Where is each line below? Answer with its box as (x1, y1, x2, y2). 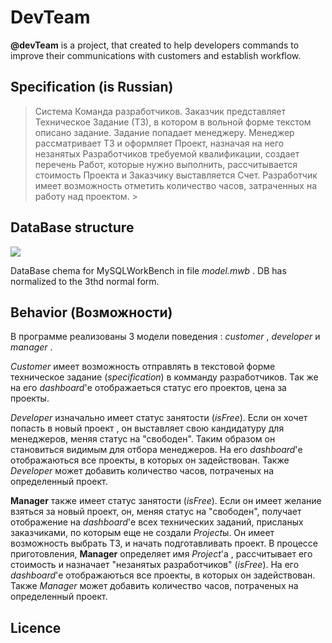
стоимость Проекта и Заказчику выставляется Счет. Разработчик (34, 169, 318, 181)
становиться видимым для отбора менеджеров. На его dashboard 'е (10, 444, 303, 456)
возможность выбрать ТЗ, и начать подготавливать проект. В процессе (10, 537, 318, 550)
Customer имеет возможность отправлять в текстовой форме (10, 361, 276, 373)
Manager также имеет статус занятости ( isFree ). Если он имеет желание (10, 495, 322, 507)
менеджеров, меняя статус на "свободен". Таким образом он (10, 433, 276, 445)
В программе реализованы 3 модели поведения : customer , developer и (10, 331, 321, 343)
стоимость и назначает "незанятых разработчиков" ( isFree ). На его (10, 559, 300, 571)
